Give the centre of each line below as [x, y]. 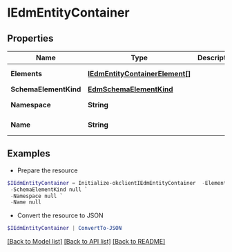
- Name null [26, 202]
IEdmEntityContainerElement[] [139, 74]
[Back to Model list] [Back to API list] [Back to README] [86, 242]
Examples [29, 154]
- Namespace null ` [37, 196]
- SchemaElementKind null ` [49, 189]
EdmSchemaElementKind [130, 89]
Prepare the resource [47, 170]
